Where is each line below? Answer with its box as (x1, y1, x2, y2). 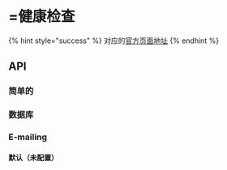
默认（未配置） (8, 152, 58, 162)
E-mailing (8, 131, 47, 142)
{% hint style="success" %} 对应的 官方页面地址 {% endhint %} (8, 36, 220, 45)
